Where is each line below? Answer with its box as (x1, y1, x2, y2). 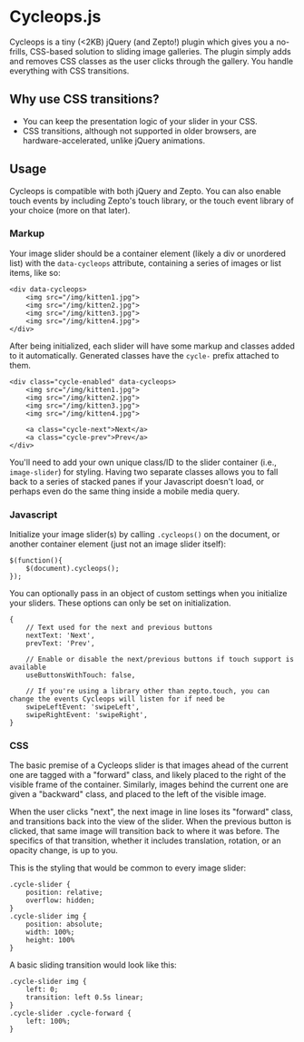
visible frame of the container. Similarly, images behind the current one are (9, 779, 289, 791)
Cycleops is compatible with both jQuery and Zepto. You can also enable (9, 185, 281, 196)
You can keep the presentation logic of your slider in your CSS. (22, 115, 258, 126)
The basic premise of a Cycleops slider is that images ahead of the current (9, 760, 289, 771)
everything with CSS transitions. (9, 65, 130, 76)
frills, (9, 45, 29, 56)
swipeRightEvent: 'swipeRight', (25, 711, 148, 720)
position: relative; (25, 888, 103, 898)
